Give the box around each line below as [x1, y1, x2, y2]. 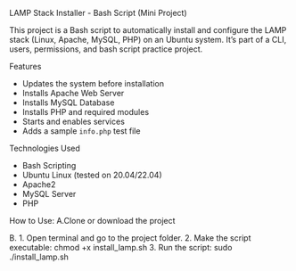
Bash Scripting [21, 160, 77, 170]
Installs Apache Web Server [21, 88, 125, 98]
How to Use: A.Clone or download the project [9, 216, 176, 226]
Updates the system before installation [21, 78, 165, 88]
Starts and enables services [21, 116, 125, 127]
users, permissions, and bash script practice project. [9, 44, 203, 54]
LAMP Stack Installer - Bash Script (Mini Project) [9, 8, 187, 18]
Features [9, 62, 42, 71]
